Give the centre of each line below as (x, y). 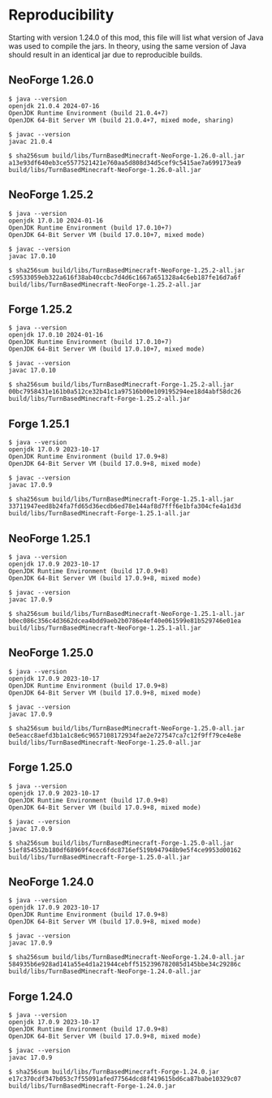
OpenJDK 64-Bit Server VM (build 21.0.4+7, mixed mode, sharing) (121, 120)
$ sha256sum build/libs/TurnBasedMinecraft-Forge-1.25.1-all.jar (121, 499)
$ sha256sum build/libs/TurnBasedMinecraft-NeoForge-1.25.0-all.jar (127, 728)
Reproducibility (61, 15)
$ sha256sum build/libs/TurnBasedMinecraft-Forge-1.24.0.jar (114, 1072)
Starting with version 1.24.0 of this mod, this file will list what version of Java (136, 37)
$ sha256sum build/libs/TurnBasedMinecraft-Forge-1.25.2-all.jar (121, 385)
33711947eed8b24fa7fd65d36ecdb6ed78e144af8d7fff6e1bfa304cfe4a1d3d (125, 506)
